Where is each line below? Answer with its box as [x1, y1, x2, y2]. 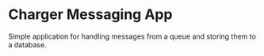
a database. [8, 39, 47, 49]
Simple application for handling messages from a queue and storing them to [8, 32, 256, 41]
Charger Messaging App [8, 6, 173, 24]
